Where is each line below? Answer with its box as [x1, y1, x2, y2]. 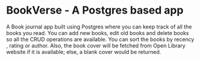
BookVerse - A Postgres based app [6, 4, 184, 17]
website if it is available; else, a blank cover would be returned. [6, 48, 162, 55]
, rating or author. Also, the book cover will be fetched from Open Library [6, 42, 186, 49]
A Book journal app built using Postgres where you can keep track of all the [6, 23, 192, 30]
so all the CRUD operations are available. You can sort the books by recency [6, 36, 195, 43]
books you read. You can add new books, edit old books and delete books [6, 29, 189, 36]
